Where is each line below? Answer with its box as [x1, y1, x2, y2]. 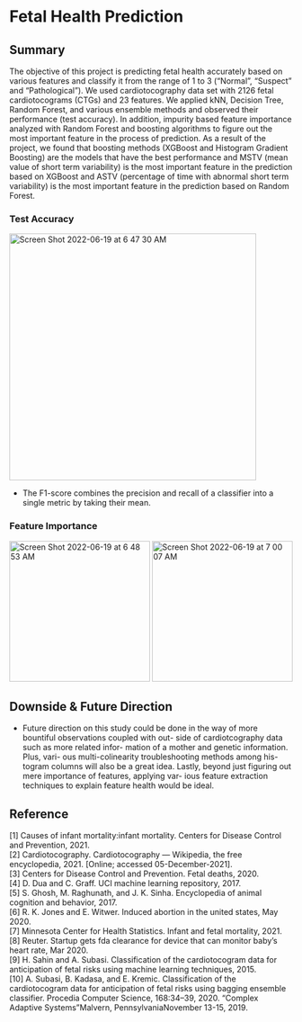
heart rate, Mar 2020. [9, 945, 89, 955]
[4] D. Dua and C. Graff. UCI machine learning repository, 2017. [9, 878, 242, 889]
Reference [9, 806, 69, 821]
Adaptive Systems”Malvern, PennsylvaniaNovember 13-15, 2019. [9, 1002, 249, 1013]
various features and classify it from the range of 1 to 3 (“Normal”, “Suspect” [9, 76, 292, 86]
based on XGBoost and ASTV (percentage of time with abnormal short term [9, 171, 289, 182]
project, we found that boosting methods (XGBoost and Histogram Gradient [9, 142, 289, 153]
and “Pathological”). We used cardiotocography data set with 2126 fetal [9, 85, 274, 95]
